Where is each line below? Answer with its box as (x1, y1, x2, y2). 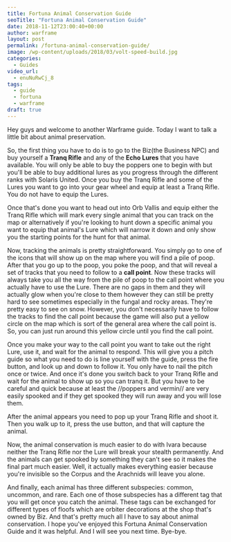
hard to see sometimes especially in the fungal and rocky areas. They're (7, 298, 213, 306)
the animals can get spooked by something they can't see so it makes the (7, 455, 216, 463)
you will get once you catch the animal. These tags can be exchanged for (7, 498, 216, 506)
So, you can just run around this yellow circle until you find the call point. (7, 327, 214, 335)
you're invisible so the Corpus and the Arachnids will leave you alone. (7, 470, 205, 478)
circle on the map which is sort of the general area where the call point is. (7, 319, 216, 328)
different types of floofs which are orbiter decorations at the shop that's (7, 505, 212, 513)
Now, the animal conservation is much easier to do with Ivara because (7, 440, 207, 449)
